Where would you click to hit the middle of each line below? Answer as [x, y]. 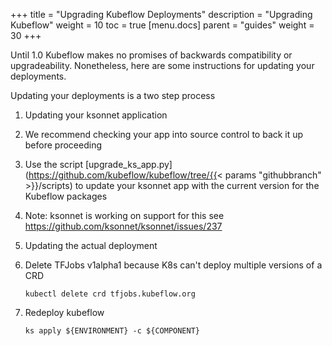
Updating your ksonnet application [96, 115]
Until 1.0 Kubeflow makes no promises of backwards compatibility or [151, 55]
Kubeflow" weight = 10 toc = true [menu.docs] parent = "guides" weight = [162, 25]
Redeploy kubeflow [64, 312]
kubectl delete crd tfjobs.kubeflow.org [110, 294]
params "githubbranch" [273, 175]
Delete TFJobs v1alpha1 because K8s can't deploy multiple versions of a [173, 265]
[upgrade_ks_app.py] [128, 164]
